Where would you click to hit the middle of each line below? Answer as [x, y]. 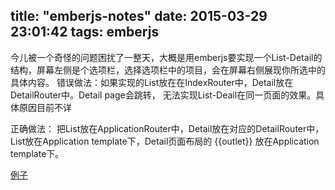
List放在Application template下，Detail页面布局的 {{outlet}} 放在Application [165, 141]
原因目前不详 [45, 107]
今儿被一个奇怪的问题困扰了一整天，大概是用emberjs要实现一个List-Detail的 [166, 57]
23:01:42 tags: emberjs [85, 32]
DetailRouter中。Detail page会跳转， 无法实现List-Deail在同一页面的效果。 [163, 95]
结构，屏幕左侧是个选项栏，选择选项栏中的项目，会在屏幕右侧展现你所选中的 [168, 70]
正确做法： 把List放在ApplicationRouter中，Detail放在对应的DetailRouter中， [167, 128]
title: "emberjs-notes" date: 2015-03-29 [139, 16]
